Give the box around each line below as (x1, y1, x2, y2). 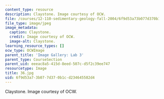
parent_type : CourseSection (5, 57, 62, 62)
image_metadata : (5, 25, 38, 30)
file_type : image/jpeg (5, 20, 51, 26)
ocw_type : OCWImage (5, 48, 45, 53)
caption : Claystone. (9, 30, 51, 35)
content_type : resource (5, 7, 54, 12)
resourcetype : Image (5, 66, 47, 71)
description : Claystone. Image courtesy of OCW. (5, 12, 106, 17)
